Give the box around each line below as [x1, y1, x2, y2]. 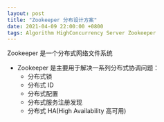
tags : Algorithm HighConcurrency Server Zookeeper [7, 29, 156, 37]
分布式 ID [27, 81, 54, 90]
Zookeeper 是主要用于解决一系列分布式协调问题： [17, 63, 160, 72]
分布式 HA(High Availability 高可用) [27, 107, 127, 115]
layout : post [7, 10, 45, 17]
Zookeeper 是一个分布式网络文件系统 [7, 49, 113, 57]
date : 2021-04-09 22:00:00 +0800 [7, 23, 104, 30]
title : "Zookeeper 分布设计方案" [7, 17, 98, 23]
